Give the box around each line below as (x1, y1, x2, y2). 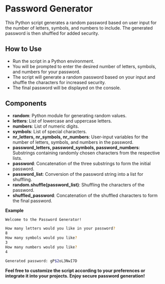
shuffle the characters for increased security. (12, 79, 106, 85)
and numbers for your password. (12, 69, 81, 75)
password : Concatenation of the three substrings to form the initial (12, 160, 151, 166)
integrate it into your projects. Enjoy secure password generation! (5, 272, 145, 278)
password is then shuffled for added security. (5, 30, 99, 36)
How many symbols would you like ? (5, 235, 78, 240)
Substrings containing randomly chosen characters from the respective (12, 150, 160, 156)
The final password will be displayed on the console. (12, 85, 121, 91)
